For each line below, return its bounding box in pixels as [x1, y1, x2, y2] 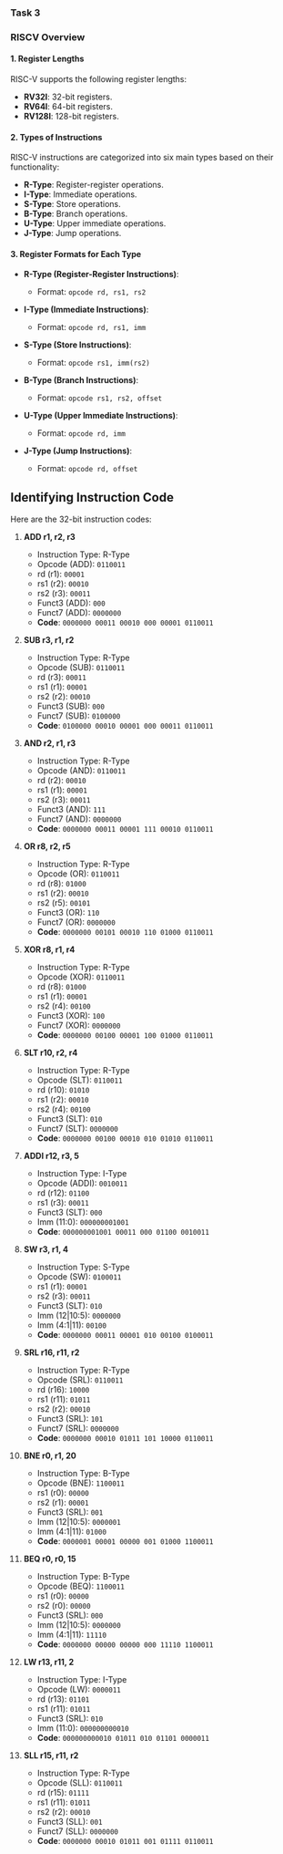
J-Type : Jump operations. [23, 228, 122, 239]
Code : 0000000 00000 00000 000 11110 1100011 [36, 1639, 214, 1650]
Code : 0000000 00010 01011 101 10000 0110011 [36, 1433, 214, 1444]
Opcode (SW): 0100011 [36, 1271, 122, 1282]
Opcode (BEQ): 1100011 [36, 1580, 126, 1592]
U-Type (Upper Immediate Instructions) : [23, 410, 178, 421]
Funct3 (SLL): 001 [36, 1817, 103, 1828]
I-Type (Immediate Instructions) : [23, 304, 149, 316]
